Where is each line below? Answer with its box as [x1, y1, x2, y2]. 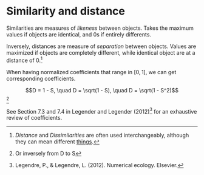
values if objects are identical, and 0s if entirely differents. [6, 30, 152, 38]
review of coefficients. [6, 114, 63, 122]
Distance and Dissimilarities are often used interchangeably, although [15, 132, 189, 139]
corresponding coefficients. [6, 75, 76, 82]
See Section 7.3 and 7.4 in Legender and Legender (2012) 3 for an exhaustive [6, 106, 197, 115]
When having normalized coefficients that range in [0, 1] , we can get [6, 68, 177, 75]
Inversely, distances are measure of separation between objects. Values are [6, 43, 196, 50]
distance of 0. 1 [6, 55, 43, 64]
